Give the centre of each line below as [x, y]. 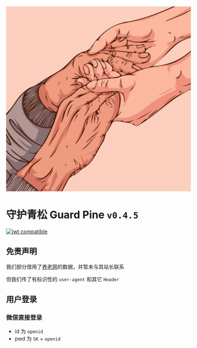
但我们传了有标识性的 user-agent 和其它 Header [63, 279]
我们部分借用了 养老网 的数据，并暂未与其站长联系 [65, 266]
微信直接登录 [24, 317]
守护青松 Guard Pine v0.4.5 [72, 215]
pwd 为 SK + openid [38, 339]
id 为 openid [29, 332]
